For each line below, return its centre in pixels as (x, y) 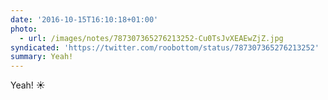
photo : (24, 29)
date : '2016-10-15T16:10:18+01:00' (84, 19)
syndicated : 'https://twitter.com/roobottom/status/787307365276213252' (165, 47)
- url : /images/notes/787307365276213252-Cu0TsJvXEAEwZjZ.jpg (151, 38)
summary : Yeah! (42, 57)
